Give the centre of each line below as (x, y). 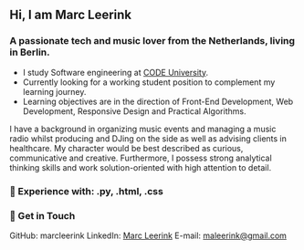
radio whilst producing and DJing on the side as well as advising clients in (148, 138)
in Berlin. (30, 52)
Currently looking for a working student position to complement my (149, 82)
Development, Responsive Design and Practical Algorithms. (134, 111)
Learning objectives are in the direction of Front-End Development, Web (158, 101)
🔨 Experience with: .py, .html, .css (87, 191)
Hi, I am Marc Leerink (71, 15)
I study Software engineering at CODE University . (115, 72)
